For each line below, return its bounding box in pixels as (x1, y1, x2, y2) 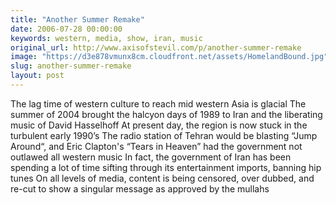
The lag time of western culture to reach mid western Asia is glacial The (10, 97, 307, 110)
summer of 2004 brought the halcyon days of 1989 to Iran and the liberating (10, 108, 323, 120)
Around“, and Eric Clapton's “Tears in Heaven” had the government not (10, 140, 303, 152)
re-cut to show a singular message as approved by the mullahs (10, 182, 270, 195)
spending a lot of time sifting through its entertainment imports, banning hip (10, 161, 322, 173)
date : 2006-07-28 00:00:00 (10, 24, 123, 34)
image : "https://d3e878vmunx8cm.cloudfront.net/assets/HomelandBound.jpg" (10, 52, 329, 62)
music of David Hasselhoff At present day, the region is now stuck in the (10, 119, 308, 131)
